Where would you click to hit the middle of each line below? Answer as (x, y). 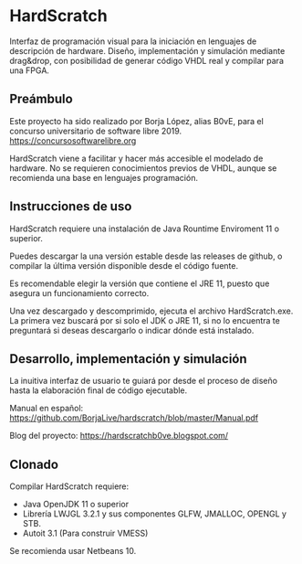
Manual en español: (47, 409)
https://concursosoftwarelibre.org (73, 140)
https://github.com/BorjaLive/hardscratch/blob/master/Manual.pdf (134, 418)
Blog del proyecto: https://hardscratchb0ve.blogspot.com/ (119, 436)
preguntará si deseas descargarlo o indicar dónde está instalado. (132, 330)
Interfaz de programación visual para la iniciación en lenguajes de (133, 41)
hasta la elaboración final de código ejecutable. (99, 390)
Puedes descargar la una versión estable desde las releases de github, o (146, 256)
